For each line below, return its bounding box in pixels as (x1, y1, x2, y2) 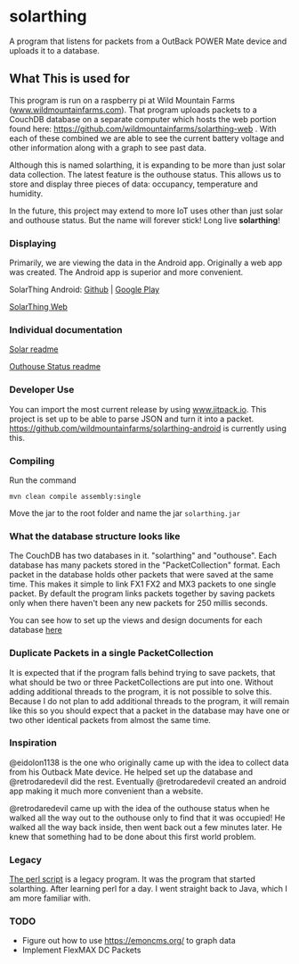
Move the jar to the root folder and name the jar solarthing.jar (9, 507, 241, 519)
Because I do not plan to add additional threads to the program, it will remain (9, 695, 289, 706)
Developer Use (9, 384, 75, 396)
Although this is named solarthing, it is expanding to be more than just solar (9, 159, 287, 170)
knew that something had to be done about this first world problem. (9, 831, 256, 842)
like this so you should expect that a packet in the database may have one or (9, 705, 290, 716)
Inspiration (9, 736, 58, 749)
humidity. (9, 187, 44, 198)
